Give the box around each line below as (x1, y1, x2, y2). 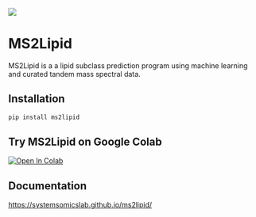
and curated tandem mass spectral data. (8, 69, 141, 78)
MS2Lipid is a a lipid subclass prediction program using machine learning (8, 60, 248, 70)
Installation (8, 92, 65, 106)
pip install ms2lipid (8, 113, 80, 121)
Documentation (8, 179, 87, 192)
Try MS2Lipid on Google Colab (8, 135, 162, 149)
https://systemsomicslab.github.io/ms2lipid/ (8, 200, 153, 210)
